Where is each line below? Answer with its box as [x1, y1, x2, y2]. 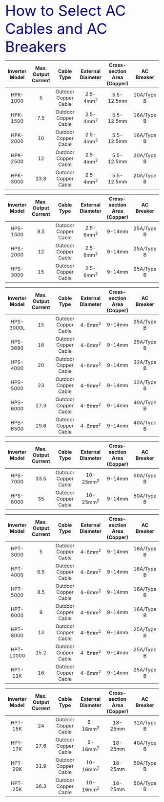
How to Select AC [5, 1, 126, 20]
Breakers [5, 37, 67, 56]
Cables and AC [5, 19, 107, 38]
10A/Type [133, 92, 157, 98]
